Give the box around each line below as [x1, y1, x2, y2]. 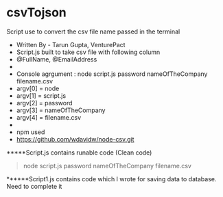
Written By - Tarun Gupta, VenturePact [16, 40, 126, 49]
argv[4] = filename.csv [16, 113, 82, 121]
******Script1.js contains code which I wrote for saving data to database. [6, 174, 217, 183]
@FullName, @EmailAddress [16, 55, 97, 63]
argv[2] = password [16, 98, 73, 107]
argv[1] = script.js [16, 91, 67, 100]
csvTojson [6, 5, 67, 21]
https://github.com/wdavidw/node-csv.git [16, 135, 134, 143]
